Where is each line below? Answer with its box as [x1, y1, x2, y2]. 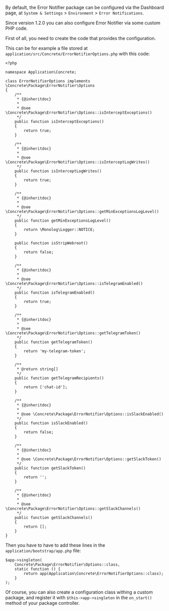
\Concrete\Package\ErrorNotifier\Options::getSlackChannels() [5, 506, 141, 511]
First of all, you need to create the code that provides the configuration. [5, 35, 156, 41]
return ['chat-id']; [24, 385, 68, 390]
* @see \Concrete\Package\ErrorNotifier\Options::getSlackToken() [16, 457, 161, 462]
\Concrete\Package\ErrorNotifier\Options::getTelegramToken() [5, 331, 141, 336]
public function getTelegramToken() [14, 339, 93, 345]
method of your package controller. [5, 600, 80, 606]
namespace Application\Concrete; [5, 69, 77, 75]
